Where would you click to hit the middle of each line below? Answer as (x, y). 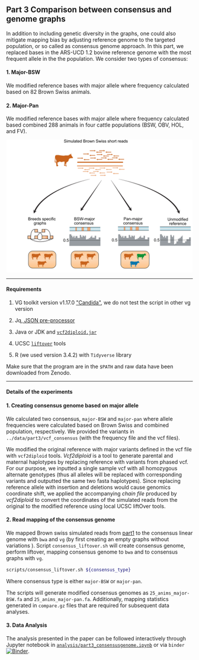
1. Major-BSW (23, 72)
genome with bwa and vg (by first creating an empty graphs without (88, 539)
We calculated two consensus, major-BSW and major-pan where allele (89, 419)
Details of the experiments (39, 392)
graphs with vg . (25, 558)
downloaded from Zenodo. (38, 373)
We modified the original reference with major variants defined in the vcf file (99, 449)
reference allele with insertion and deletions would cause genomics (88, 487)
